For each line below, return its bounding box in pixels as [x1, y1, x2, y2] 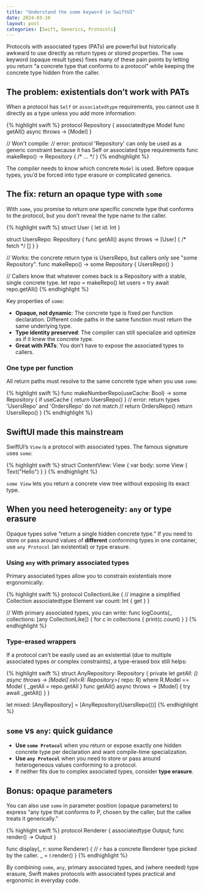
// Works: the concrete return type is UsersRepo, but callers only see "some [6, 254, 198, 261]
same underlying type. [15, 322, 72, 329]
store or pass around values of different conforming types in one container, [6, 536, 197, 543]
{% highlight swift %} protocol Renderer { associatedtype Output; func [6, 827, 185, 834]
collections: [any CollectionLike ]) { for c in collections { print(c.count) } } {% [6, 616, 197, 623]
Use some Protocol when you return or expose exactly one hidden [15, 742, 182, 749]
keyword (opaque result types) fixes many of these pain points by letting [6, 56, 190, 63]
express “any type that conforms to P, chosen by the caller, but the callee [6, 808, 192, 816]
